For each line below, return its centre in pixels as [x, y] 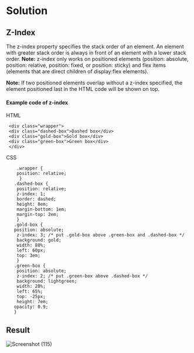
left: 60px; [31, 250]
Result [18, 330]
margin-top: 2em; [38, 215]
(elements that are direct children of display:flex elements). [77, 71]
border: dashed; [37, 199]
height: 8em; [33, 204]
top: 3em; [29, 256]
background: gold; [39, 240]
